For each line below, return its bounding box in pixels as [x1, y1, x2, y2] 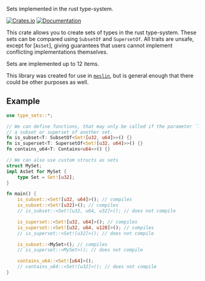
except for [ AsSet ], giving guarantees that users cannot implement [6, 42, 173, 49]
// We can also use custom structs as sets [6, 157, 119, 164]
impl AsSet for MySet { [6, 168, 67, 175]
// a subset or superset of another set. [6, 129, 113, 135]
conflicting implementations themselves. [6, 48, 108, 56]
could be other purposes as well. [6, 79, 89, 86]
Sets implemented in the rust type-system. [6, 5, 113, 12]
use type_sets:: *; [6, 112, 53, 119]
